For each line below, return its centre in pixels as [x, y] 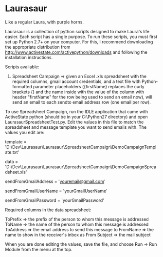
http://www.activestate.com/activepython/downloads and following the [76, 52]
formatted [22, 86]
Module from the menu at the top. [39, 249]
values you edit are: [25, 132]
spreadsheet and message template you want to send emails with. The [76, 127]
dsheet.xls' [16, 172]
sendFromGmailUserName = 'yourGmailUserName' [56, 191]
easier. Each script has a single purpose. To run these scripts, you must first [81, 37]
